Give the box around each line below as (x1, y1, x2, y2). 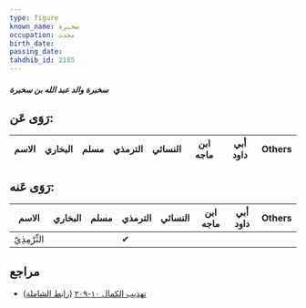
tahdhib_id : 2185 (9, 56, 76, 65)
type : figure (9, 13, 59, 23)
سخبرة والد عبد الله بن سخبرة (9, 84, 109, 95)
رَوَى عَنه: (9, 179, 55, 194)
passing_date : (9, 47, 64, 56)
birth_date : (9, 38, 55, 48)
